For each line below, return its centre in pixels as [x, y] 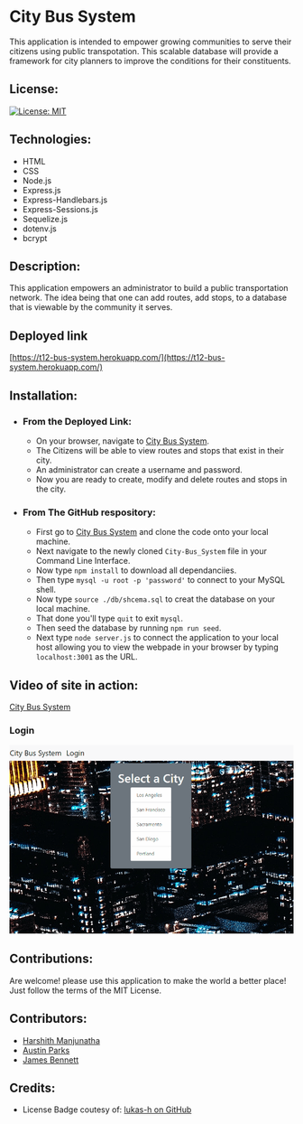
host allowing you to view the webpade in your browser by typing [157, 647]
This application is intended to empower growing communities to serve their [151, 42]
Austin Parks [46, 1050]
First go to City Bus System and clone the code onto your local [152, 532]
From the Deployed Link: [77, 421]
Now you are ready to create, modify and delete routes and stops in [161, 479]
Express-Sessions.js [60, 209]
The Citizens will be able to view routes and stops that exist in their [160, 450]
